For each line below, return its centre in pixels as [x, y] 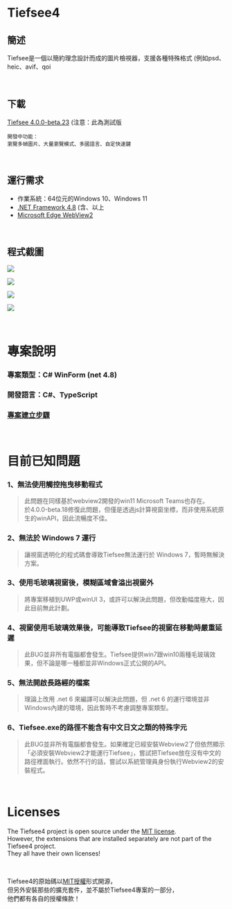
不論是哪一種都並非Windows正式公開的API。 [106, 663]
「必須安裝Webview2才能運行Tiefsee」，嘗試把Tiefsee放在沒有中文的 [123, 753]
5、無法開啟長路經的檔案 [48, 683]
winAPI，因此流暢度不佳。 [74, 518]
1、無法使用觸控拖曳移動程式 [55, 484]
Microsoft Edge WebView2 [55, 215]
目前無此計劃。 [52, 608]
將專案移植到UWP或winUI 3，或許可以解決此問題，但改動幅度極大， [121, 599]
